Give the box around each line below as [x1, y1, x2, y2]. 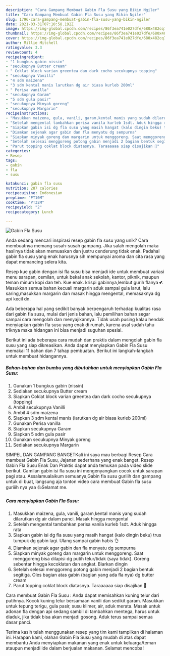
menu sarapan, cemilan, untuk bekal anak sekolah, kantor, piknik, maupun [6, 274, 159, 280]
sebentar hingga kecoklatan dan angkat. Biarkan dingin [13, 561, 128, 567]
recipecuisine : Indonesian [6, 191, 63, 196]
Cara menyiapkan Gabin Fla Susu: [6, 498, 80, 504]
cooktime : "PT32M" [6, 200, 44, 205]
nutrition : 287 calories [6, 186, 58, 191]
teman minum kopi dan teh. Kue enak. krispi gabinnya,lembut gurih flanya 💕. [6, 279, 163, 286]
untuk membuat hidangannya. [6, 353, 68, 359]
